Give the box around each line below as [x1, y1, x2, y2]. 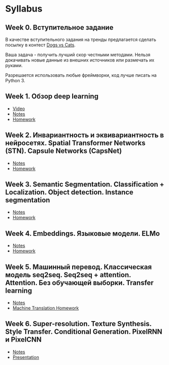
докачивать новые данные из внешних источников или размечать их [5, 57, 155, 63]
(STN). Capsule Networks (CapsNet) [5, 147, 122, 155]
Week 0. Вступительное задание [5, 23, 114, 32]
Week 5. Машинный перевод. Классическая [5, 263, 152, 271]
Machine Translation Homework [12, 305, 79, 311]
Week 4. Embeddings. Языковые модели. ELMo [5, 229, 160, 238]
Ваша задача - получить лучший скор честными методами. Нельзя [5, 51, 150, 58]
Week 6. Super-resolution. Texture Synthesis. [5, 320, 152, 328]
